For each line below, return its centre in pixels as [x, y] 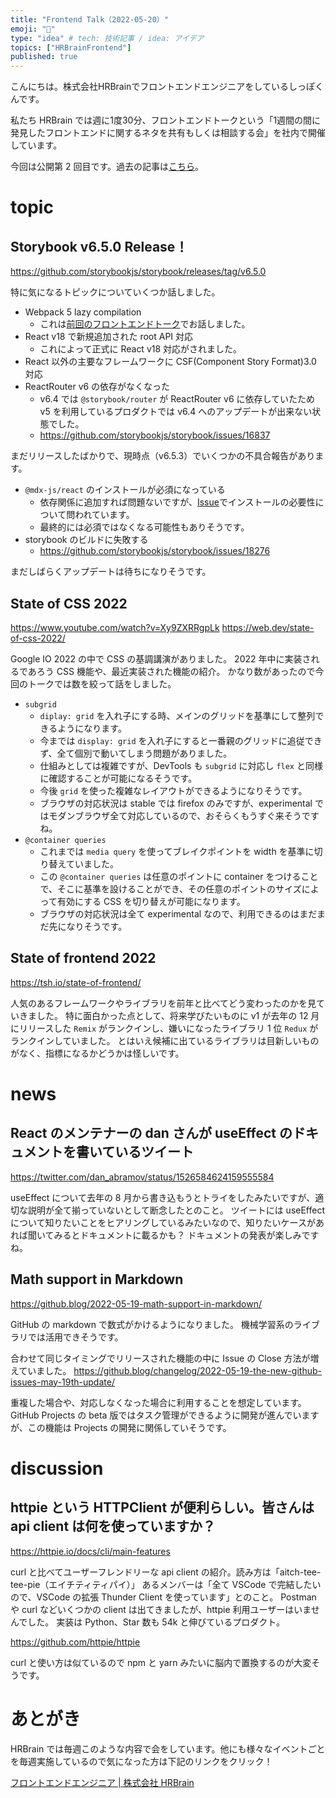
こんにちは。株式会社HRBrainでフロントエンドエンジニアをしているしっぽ [162, 87]
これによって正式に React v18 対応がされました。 [141, 349]
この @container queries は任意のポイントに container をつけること [179, 876]
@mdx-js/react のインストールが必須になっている [125, 490]
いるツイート [154, 1152]
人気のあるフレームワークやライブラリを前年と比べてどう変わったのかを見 [163, 1003]
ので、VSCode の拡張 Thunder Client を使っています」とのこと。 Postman [163, 1597]
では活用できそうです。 [75, 1337]
